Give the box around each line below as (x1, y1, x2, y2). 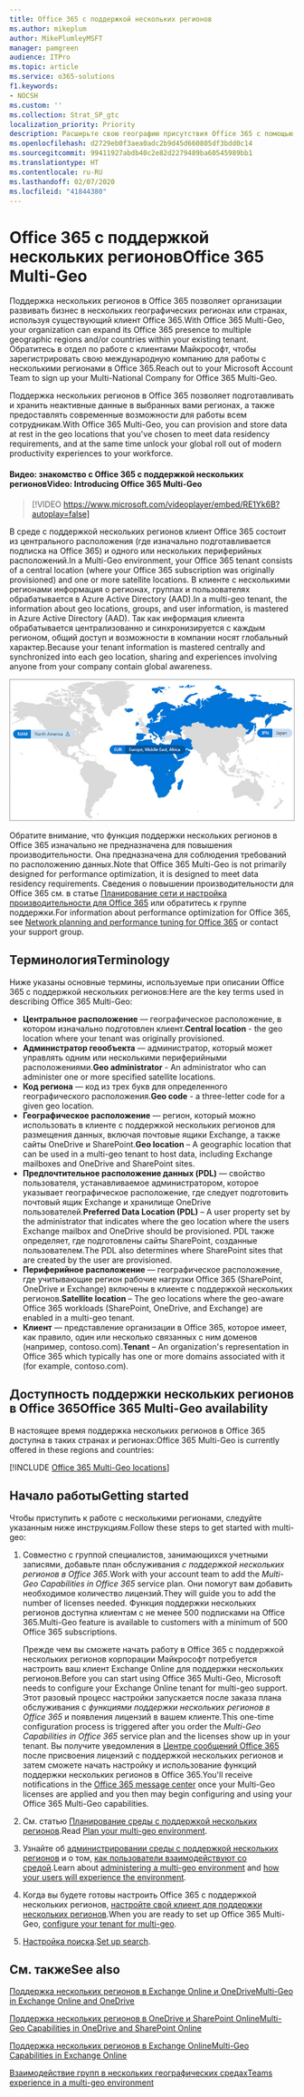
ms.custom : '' (9, 101, 63, 110)
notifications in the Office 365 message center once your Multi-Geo (22, 1779, 276, 1790)
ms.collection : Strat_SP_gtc (9, 110, 119, 120)
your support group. (9, 926, 84, 938)
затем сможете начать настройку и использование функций (22, 1760, 257, 1770)
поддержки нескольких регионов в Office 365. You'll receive (22, 1769, 253, 1780)
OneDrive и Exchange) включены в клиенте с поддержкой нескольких (22, 1283, 293, 1294)
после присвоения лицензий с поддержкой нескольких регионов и (22, 1750, 283, 1761)
